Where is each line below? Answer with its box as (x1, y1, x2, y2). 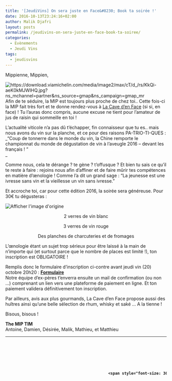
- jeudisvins (10, 57, 38, 62)
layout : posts (5, 25, 36, 30)
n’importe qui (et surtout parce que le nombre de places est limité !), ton (5, 248, 157, 254)
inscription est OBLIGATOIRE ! (5, 254, 68, 260)
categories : (5, 35, 31, 41)
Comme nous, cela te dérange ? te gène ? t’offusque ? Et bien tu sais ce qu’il (5, 162, 167, 168)
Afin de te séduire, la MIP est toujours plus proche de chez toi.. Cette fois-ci (5, 98, 165, 104)
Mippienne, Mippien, (5, 72, 49, 78)
